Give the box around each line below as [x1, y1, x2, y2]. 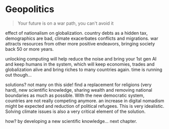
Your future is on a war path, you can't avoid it [17, 20, 114, 26]
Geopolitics [5, 4, 54, 15]
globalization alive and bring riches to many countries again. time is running [5, 67, 162, 73]
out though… [5, 72, 32, 78]
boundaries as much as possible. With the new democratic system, [5, 92, 145, 98]
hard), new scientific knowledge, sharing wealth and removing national [5, 87, 152, 93]
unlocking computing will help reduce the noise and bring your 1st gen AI [5, 55, 157, 61]
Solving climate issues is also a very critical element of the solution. [5, 108, 146, 114]
